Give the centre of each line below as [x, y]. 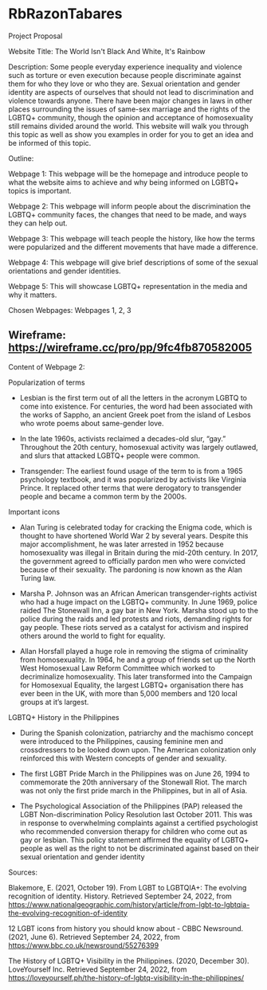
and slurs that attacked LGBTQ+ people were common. [110, 456]
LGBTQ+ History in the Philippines [64, 717]
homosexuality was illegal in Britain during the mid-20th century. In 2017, [139, 552]
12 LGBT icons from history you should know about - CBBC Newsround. [126, 928]
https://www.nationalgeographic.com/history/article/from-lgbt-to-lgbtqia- [129, 904]
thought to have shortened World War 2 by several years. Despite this [134, 535]
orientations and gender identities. [65, 271]
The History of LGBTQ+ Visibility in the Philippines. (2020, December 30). [129, 961]
